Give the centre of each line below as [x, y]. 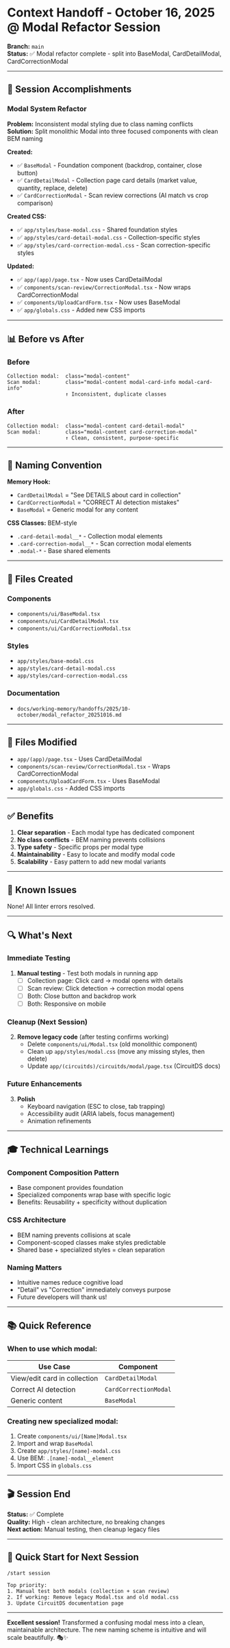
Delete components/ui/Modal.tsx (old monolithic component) [112, 1044]
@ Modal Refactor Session [84, 27]
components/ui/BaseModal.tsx [59, 614]
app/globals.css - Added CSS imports [71, 788]
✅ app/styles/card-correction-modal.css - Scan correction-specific [114, 245]
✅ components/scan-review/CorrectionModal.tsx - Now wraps [104, 287]
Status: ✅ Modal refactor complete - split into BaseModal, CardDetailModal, [114, 54]
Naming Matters [35, 1267]
